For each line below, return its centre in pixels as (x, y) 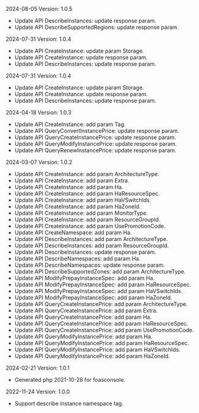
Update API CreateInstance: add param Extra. (72, 180)
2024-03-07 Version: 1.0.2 (39, 162)
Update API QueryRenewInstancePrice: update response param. (95, 150)
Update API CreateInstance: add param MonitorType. (81, 213)
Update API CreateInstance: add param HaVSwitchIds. (83, 200)
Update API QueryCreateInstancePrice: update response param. (95, 137)
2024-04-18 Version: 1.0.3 (38, 112)
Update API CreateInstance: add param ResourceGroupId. (87, 219)
